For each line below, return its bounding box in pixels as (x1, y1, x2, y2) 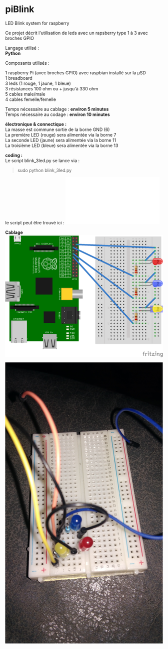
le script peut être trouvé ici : (5, 219, 64, 225)
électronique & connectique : (5, 121, 66, 127)
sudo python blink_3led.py (17, 167, 72, 173)
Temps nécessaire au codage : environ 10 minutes (5, 111, 110, 117)
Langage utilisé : (5, 45, 39, 51)
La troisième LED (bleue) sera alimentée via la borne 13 (5, 142, 118, 149)
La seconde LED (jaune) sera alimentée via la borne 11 (5, 137, 116, 143)
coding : (5, 152, 22, 158)
